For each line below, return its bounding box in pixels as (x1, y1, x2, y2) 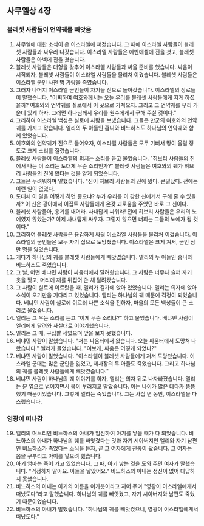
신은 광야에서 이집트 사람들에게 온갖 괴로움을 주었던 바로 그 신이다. (31, 200, 189, 207)
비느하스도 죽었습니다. (15, 261, 69, 268)
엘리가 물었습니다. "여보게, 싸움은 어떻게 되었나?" (40, 344, 157, 351)
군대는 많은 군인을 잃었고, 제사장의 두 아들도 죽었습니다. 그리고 (32, 359, 180, 367)
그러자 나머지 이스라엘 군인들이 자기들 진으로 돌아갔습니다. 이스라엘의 (15, 86, 180, 93)
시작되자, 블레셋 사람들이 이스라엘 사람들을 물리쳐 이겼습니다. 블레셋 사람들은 (15, 71, 198, 78)
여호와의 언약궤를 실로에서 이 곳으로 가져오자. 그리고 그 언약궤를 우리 (30, 101, 192, 108)
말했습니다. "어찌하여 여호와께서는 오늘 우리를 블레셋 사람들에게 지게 (22, 94, 184, 101)
